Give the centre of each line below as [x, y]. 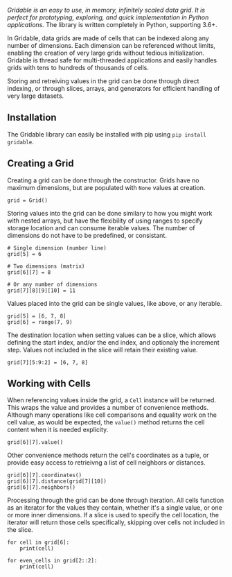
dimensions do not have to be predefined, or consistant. [87, 235]
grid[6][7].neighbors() [42, 488]
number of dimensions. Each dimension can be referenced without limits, [111, 45]
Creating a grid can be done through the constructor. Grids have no [103, 180]
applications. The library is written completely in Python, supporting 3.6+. [112, 25]
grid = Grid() [28, 200]
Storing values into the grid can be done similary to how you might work [110, 213]
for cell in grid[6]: [38, 543]
